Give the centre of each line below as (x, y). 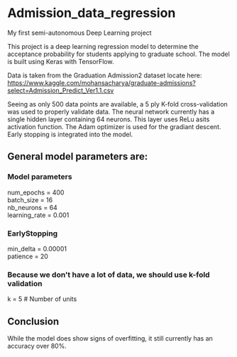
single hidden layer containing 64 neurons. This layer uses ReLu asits (109, 119)
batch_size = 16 (30, 199)
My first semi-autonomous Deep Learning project (79, 33)
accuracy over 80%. (37, 346)
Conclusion (33, 321)
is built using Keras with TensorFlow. (61, 61)
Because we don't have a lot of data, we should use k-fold (109, 275)
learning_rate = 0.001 (38, 215)
